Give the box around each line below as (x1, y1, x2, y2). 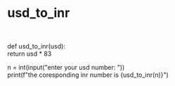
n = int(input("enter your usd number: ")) (7, 63, 125, 71)
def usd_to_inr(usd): (7, 42, 65, 50)
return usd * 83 (7, 49, 52, 58)
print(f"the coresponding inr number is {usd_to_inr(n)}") (7, 70, 169, 79)
